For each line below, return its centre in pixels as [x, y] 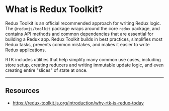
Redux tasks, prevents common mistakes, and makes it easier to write [77, 44]
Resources [22, 91]
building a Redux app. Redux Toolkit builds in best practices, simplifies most [84, 39]
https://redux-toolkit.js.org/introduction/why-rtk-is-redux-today [78, 103]
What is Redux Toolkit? [54, 9]
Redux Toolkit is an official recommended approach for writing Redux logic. [83, 23]
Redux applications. [26, 50]
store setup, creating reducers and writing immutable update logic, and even [84, 65]
